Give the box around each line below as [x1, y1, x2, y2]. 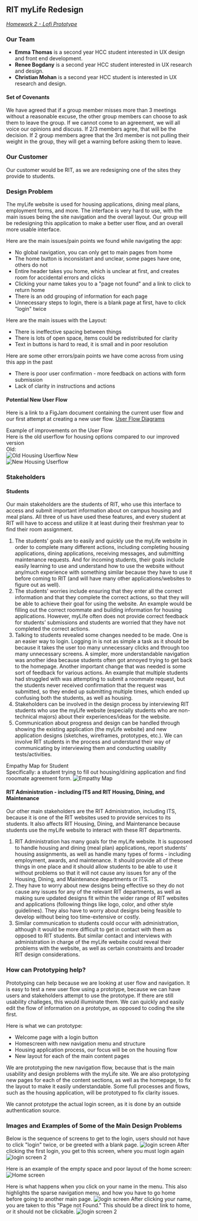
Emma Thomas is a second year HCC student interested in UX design [14, 48, 185, 56]
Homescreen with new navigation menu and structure [14, 1040, 146, 1047]
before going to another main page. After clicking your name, [6, 1196, 192, 1203]
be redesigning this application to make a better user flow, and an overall [6, 219, 183, 226]
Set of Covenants [6, 93, 50, 100]
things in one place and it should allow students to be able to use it [14, 863, 177, 871]
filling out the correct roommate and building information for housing [14, 606, 182, 613]
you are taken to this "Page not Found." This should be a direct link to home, [6, 1202, 191, 1209]
